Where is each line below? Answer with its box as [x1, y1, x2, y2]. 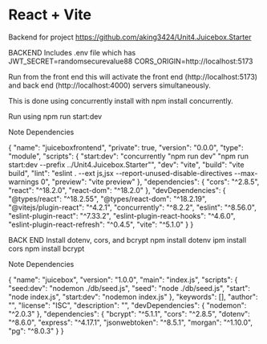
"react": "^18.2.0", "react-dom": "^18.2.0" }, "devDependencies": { [8, 185, 226, 195]
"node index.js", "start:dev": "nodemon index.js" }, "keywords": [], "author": [8, 292, 258, 301]
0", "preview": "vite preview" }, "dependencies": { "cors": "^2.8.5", [40, 177, 260, 186]
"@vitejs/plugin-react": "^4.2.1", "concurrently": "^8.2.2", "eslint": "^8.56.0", [8, 203, 257, 212]
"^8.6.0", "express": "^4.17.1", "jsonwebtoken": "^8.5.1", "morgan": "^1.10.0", [8, 317, 253, 327]
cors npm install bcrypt [8, 244, 85, 253]
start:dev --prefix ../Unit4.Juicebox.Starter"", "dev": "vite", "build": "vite [8, 159, 245, 170]
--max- [233, 168, 258, 178]
